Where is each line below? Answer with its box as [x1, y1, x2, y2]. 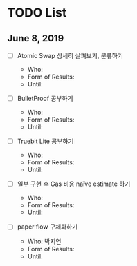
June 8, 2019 [7, 32, 64, 44]
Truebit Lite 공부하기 [17, 137, 74, 146]
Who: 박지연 [27, 237, 62, 246]
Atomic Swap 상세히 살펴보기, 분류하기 [17, 52, 123, 59]
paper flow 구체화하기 [17, 222, 78, 231]
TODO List [7, 5, 67, 21]
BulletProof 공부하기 [17, 95, 74, 103]
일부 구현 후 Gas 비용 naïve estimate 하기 [17, 180, 131, 188]
